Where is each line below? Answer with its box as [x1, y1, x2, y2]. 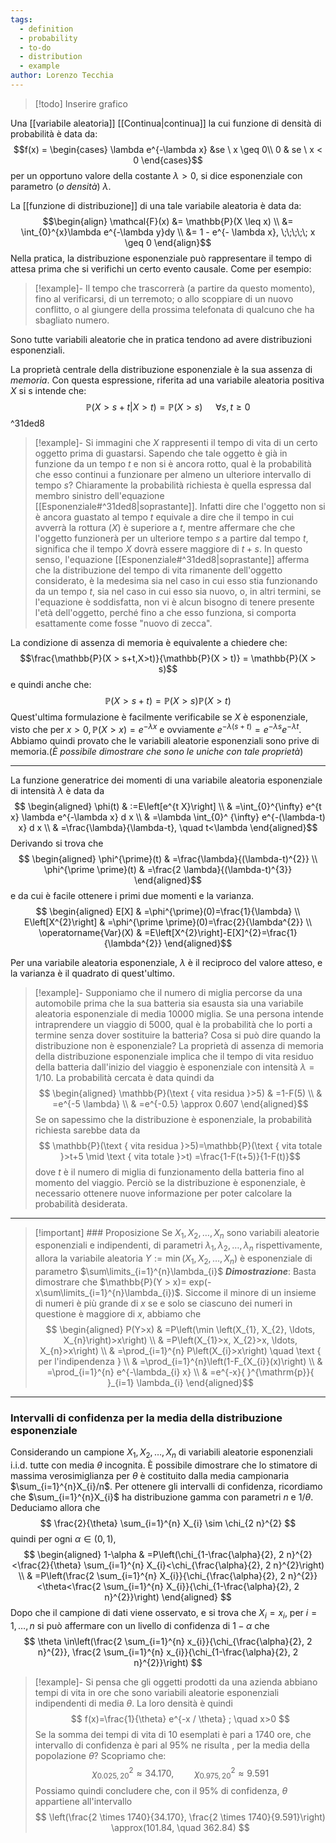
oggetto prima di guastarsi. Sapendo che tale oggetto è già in [34, 447, 288, 459]
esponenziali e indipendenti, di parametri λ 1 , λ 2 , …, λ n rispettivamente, [34, 1239, 323, 1254]
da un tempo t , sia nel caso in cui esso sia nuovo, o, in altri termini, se [34, 585, 322, 597]
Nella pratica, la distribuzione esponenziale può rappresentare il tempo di [10, 252, 312, 264]
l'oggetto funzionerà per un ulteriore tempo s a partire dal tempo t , [34, 532, 309, 544]
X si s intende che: [10, 384, 87, 396]
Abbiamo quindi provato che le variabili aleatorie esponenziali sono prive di [10, 734, 320, 746]
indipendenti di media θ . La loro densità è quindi [34, 1697, 233, 1709]
